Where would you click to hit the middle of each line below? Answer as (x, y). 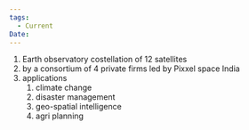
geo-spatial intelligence (78, 107)
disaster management (75, 97)
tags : (19, 17)
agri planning (60, 116)
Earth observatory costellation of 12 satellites (104, 60)
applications (44, 78)
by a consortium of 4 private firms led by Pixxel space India (131, 69)
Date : (19, 34)
